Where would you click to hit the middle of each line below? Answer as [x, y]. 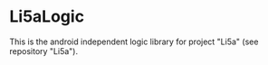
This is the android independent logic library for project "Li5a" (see [134, 42]
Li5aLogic [47, 17]
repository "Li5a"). [44, 51]
